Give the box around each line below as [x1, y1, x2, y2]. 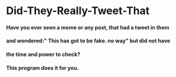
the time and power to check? [6, 51, 81, 58]
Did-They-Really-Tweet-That [6, 4, 150, 18]
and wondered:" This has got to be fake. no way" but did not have [6, 37, 171, 45]
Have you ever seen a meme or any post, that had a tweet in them [6, 24, 170, 31]
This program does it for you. [6, 64, 79, 71]
